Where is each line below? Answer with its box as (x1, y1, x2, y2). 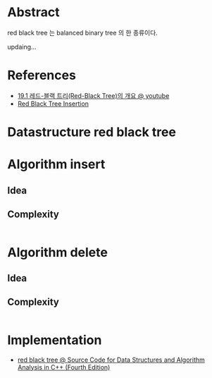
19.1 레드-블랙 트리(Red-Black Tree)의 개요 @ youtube (17, 91, 170, 99)
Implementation (7, 332, 102, 348)
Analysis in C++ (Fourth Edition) (17, 362, 111, 371)
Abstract (7, 4, 60, 20)
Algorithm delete (7, 244, 108, 260)
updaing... (7, 42, 37, 51)
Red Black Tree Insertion (17, 99, 89, 108)
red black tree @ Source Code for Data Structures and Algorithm (17, 355, 206, 364)
